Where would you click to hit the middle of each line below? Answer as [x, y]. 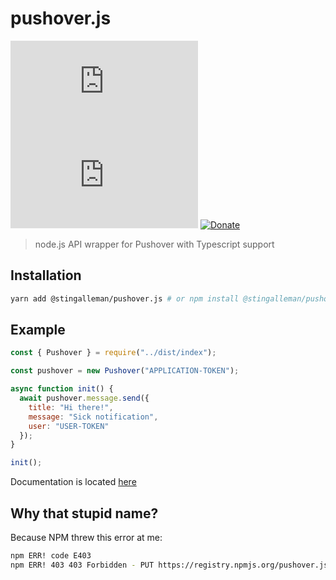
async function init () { [62, 389]
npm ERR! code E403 [51, 556]
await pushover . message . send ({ [84, 398]
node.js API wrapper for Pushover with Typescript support [154, 244]
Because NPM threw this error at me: [86, 537]
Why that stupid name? [84, 513]
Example [38, 330]
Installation [46, 275]
